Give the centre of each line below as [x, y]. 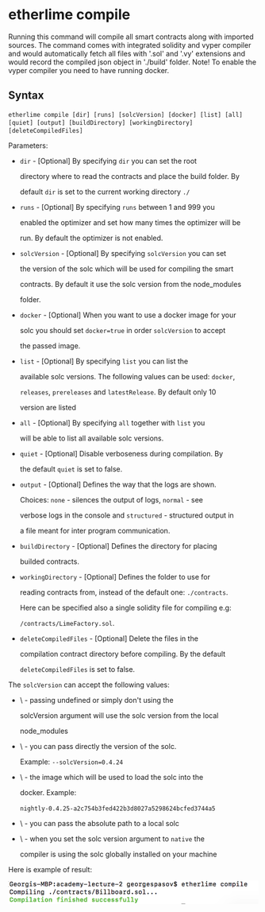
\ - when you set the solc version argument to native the [112, 838]
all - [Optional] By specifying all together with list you [112, 422]
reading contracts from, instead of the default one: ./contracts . [124, 592]
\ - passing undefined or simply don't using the [96, 700]
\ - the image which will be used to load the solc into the [111, 777]
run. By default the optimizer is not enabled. [91, 238]
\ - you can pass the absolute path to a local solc [100, 823]
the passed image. [50, 345]
